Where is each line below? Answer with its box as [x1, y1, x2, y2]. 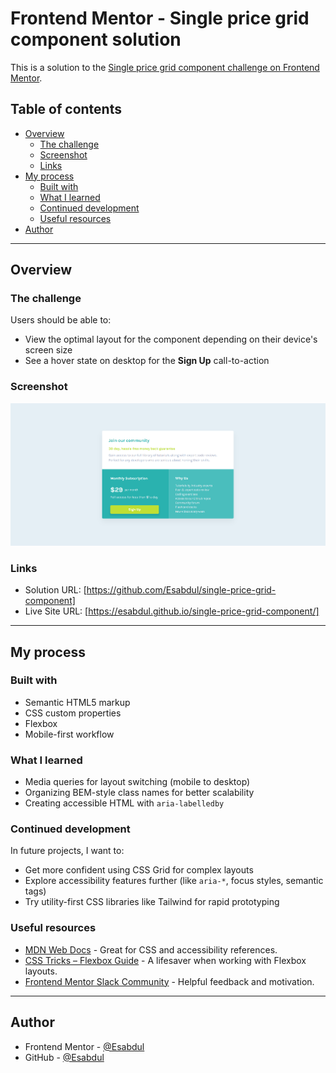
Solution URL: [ [24, 584, 87, 596]
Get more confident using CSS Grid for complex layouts [24, 864, 254, 876]
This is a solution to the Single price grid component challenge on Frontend [10, 61, 320, 73]
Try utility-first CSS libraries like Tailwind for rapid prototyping [24, 896, 280, 908]
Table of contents [10, 101, 122, 118]
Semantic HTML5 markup [24, 696, 131, 708]
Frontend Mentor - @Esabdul [24, 1040, 145, 1052]
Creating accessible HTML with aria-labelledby [24, 797, 225, 809]
